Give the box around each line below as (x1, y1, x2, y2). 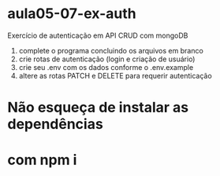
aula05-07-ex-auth (7, 5, 136, 23)
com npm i (7, 151, 77, 169)
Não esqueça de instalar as (7, 99, 189, 116)
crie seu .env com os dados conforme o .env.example (18, 62, 194, 71)
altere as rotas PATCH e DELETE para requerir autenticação (18, 71, 212, 80)
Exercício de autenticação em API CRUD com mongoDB (7, 31, 188, 40)
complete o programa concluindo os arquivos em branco (18, 46, 204, 55)
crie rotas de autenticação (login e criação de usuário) (18, 54, 196, 64)
